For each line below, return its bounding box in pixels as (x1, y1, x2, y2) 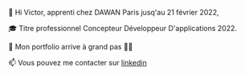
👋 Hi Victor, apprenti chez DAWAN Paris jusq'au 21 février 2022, (8, 8, 219, 17)
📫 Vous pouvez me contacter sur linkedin (8, 58, 147, 67)
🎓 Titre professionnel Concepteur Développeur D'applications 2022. (8, 24, 238, 33)
